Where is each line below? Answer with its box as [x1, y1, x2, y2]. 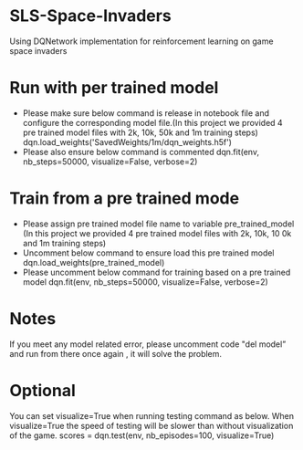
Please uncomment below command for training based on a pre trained [22, 267, 291, 277]
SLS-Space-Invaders [9, 5, 172, 26]
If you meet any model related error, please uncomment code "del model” [9, 339, 287, 350]
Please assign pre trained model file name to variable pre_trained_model [22, 218, 295, 229]
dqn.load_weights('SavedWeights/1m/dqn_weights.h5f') [22, 136, 233, 147]
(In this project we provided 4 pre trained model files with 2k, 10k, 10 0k [22, 227, 292, 238]
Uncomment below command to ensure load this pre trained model [22, 247, 276, 258]
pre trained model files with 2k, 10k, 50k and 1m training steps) [22, 127, 258, 138]
